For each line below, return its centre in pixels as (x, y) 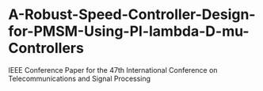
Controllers (46, 48)
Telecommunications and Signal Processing (80, 78)
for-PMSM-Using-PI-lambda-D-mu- (129, 31)
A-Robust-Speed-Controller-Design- (132, 15)
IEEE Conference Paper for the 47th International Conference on (113, 70)
